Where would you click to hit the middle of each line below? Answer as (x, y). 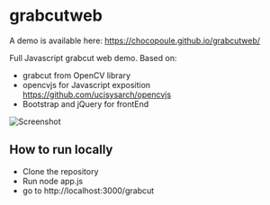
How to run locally (61, 150)
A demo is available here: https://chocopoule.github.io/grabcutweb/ (135, 40)
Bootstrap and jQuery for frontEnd (85, 103)
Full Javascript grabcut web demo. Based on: (93, 58)
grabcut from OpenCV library (76, 75)
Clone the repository (60, 171)
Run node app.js (53, 181)
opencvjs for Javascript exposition (86, 85)
